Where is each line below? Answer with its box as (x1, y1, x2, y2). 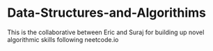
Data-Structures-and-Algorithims (7, 5, 207, 21)
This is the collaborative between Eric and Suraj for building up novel (7, 28, 205, 36)
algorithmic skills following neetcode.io (7, 35, 119, 43)
